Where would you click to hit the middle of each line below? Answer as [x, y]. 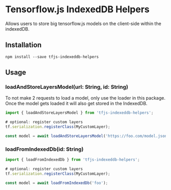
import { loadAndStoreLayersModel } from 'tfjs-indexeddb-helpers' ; [79, 113]
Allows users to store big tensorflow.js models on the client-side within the [83, 23]
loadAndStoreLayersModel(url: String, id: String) [67, 87]
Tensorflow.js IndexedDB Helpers [77, 9]
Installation [23, 45]
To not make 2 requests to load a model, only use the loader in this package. [85, 98]
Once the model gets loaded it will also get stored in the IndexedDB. [76, 104]
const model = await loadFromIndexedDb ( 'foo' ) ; [57, 183]
